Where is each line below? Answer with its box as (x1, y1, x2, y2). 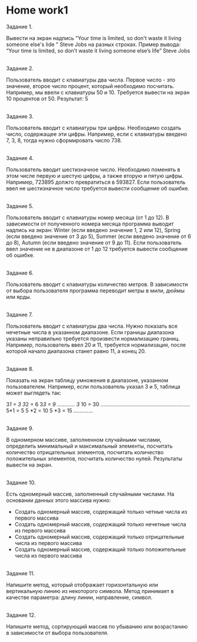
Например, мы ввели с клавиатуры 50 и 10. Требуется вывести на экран (6, 89, 190, 96)
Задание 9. (6, 425, 34, 432)
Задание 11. (6, 569, 35, 576)
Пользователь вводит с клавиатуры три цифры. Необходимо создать (6, 124, 182, 131)
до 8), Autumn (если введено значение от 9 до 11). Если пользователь (6, 239, 182, 246)
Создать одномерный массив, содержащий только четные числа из (14, 508, 188, 515)
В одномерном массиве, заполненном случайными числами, (6, 436, 162, 443)
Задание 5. (6, 202, 34, 210)
